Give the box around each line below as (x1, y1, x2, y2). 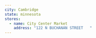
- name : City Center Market (9, 21, 68, 26)
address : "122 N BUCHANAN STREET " (13, 26, 92, 31)
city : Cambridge (4, 7, 38, 12)
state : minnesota (4, 12, 41, 17)
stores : (4, 16, 21, 21)
